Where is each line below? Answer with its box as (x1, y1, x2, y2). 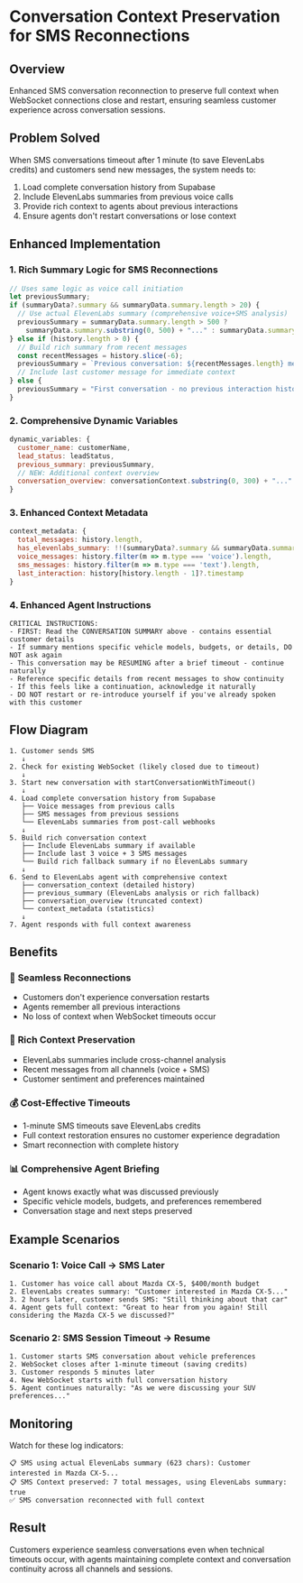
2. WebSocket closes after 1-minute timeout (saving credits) (9, 1360, 248, 1369)
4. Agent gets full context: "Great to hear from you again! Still (9, 1302, 269, 1311)
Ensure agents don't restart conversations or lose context (22, 210, 237, 221)
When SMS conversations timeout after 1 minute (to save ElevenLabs (9, 154, 265, 165)
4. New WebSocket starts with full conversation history (9, 1376, 228, 1385)
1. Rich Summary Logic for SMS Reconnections (9, 263, 218, 276)
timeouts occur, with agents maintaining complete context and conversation (9, 1553, 291, 1564)
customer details (9, 634, 75, 644)
